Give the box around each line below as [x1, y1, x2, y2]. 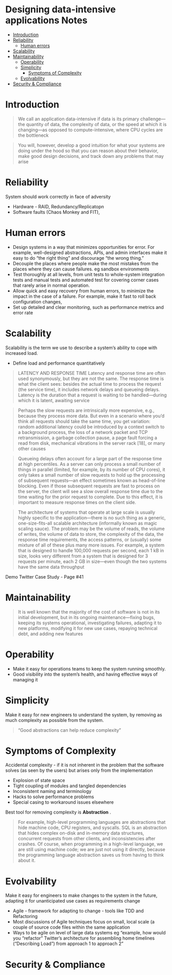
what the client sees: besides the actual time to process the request [17, 381, 162, 387]
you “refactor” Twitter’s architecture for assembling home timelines [12, 935, 155, 942]
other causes [17, 445, 46, 452]
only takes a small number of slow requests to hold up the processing [17, 472, 165, 478]
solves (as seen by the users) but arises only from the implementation [5, 767, 153, 773]
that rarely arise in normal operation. [12, 282, 90, 288]
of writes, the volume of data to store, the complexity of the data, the [17, 531, 164, 537]
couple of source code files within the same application [12, 924, 130, 930]
